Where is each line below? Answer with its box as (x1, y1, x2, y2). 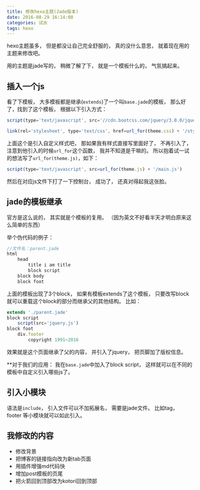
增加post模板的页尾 (15, 470, 63, 477)
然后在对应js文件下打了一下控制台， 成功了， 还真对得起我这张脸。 (7, 177, 170, 184)
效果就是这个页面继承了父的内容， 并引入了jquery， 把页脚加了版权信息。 (7, 348, 186, 355)
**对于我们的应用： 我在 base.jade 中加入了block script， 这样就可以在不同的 (7, 361, 192, 368)
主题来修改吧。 (7, 50, 43, 57)
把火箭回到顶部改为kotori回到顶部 (15, 477, 97, 484)
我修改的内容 (7, 431, 54, 441)
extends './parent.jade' (7, 309, 68, 315)
